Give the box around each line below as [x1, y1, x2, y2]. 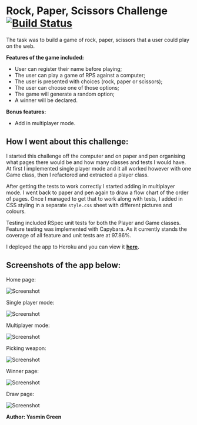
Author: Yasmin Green [6, 413, 62, 420]
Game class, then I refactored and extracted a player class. [6, 171, 149, 178]
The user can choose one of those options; [14, 84, 119, 91]
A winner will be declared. [14, 96, 78, 104]
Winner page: [6, 367, 39, 374]
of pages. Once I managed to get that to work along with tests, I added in [6, 195, 183, 202]
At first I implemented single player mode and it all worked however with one [6, 165, 192, 172]
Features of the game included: [6, 54, 84, 61]
